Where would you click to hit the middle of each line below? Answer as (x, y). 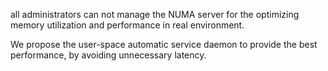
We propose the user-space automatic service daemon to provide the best (164, 44)
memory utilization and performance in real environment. (127, 25)
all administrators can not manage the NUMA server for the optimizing (155, 14)
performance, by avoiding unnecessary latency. (108, 55)
